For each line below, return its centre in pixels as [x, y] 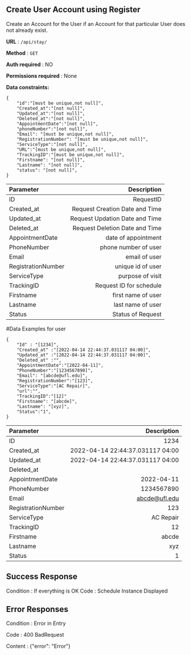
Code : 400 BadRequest [35, 635]
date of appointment [133, 237]
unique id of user [138, 266]
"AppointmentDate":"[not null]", [58, 124]
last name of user [138, 305]
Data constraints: [28, 87]
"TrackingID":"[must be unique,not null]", [71, 155]
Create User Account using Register [73, 10]
